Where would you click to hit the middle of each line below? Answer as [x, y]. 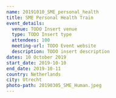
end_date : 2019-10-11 [34, 68]
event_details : [26, 23]
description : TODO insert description [61, 52]
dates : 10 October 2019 [36, 57]
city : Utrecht [24, 80]
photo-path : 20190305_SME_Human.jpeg [54, 86]
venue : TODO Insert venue [45, 29]
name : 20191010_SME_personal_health [53, 12]
